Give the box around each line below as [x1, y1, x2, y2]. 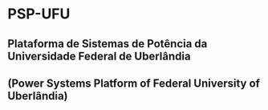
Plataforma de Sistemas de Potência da [7, 37, 208, 51]
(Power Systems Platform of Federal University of [7, 76, 260, 90]
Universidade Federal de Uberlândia [7, 49, 191, 63]
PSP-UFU [7, 5, 71, 23]
